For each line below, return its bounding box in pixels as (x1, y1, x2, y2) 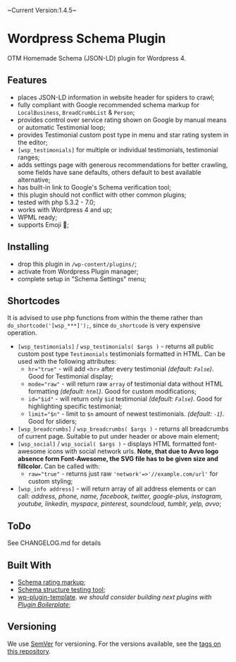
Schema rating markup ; (17, 578, 86, 586)
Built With (7, 559, 51, 571)
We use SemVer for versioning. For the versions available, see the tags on (7, 639, 221, 648)
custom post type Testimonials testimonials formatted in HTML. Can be (17, 350, 225, 358)
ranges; (17, 153, 40, 161)
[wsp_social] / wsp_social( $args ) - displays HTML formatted (17, 440, 201, 448)
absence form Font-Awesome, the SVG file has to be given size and (17, 455, 218, 463)
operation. (7, 329, 37, 337)
